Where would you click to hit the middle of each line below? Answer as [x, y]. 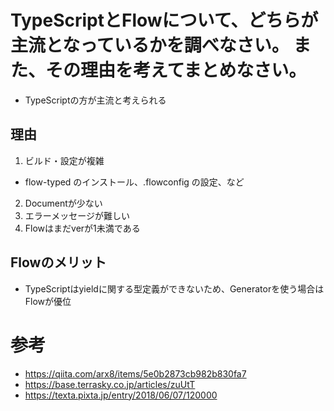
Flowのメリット [58, 262]
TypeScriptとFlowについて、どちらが [164, 20]
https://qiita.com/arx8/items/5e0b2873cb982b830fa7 [135, 373]
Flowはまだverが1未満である [82, 228]
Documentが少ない [63, 203]
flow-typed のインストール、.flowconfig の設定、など [134, 182]
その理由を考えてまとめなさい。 [176, 70]
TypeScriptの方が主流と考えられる [95, 100]
